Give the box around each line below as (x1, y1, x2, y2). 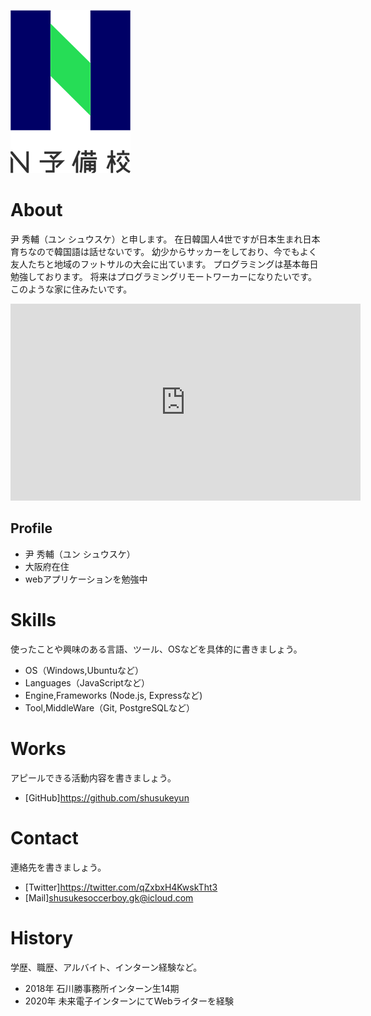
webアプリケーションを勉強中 (24, 573, 148, 585)
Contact (10, 826, 79, 849)
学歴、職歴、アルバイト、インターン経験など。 (10, 961, 203, 973)
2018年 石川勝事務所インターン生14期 (24, 982, 180, 994)
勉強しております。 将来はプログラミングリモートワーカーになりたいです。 (10, 270, 317, 282)
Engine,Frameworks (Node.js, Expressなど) (24, 689, 203, 701)
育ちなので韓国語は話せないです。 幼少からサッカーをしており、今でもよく (10, 245, 318, 257)
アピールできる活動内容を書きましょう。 (10, 771, 177, 784)
